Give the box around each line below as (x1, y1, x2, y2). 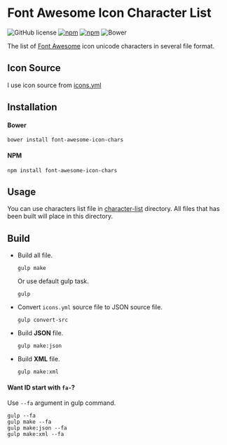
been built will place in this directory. (7, 212, 113, 221)
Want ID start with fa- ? (7, 383, 76, 392)
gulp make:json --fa (7, 425, 68, 432)
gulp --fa (7, 413, 36, 420)
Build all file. (17, 251, 53, 259)
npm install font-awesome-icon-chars (7, 167, 118, 174)
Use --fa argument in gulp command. (7, 399, 116, 407)
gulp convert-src (17, 316, 69, 324)
